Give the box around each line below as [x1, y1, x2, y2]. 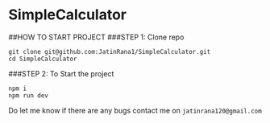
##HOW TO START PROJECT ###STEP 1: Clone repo [8, 32, 185, 42]
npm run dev [8, 91, 48, 100]
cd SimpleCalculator [8, 55, 78, 63]
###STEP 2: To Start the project [8, 68, 114, 78]
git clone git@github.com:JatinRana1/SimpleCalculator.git [8, 47, 211, 55]
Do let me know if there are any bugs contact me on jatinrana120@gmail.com [8, 105, 262, 115]
